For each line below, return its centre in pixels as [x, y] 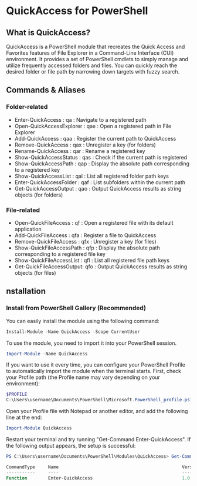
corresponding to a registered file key [60, 254]
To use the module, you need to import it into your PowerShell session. [91, 343]
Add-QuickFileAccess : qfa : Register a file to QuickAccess [85, 235]
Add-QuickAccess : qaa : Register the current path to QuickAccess [95, 138]
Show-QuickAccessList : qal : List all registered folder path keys [91, 176]
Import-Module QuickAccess [39, 428]
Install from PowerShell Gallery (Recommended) [76, 308]
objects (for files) [35, 272]
